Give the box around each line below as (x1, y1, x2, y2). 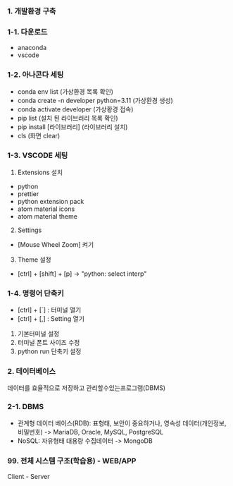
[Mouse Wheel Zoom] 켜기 (17, 240, 94, 248)
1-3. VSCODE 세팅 (7, 150, 68, 160)
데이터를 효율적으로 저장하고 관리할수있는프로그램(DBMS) (7, 384, 166, 392)
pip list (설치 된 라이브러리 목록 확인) (17, 114, 118, 122)
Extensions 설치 (17, 168, 63, 176)
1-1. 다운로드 (7, 27, 48, 37)
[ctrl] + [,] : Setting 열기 (17, 315, 84, 323)
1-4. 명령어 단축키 (7, 288, 65, 298)
